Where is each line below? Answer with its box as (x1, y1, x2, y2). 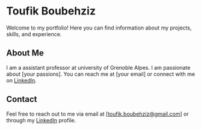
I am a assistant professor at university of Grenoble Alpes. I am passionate (6, 64, 191, 71)
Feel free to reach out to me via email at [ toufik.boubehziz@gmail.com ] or (6, 110, 189, 117)
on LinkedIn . (6, 76, 37, 84)
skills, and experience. (6, 30, 62, 37)
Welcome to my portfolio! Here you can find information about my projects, (6, 24, 192, 31)
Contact (6, 94, 37, 105)
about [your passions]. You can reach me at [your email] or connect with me (6, 70, 196, 78)
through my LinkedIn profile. (6, 116, 76, 124)
